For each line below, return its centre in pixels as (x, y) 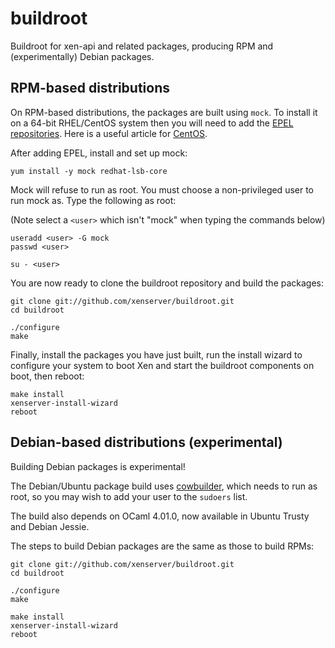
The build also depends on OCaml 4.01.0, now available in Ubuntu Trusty (160, 516)
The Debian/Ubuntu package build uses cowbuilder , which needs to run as (164, 486)
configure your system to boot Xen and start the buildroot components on (162, 365)
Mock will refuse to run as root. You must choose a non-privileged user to (162, 189)
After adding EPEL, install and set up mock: (99, 153)
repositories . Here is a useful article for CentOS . (109, 133)
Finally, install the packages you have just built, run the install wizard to (156, 354)
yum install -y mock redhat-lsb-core (89, 171)
